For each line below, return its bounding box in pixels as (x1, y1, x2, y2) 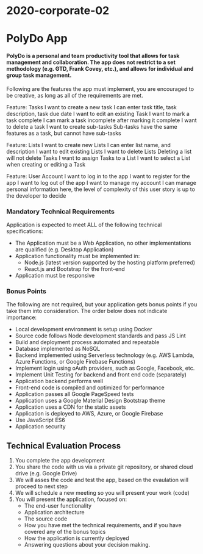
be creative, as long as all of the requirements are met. (6, 92, 143, 99)
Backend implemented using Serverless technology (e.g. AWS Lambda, (15, 351, 194, 359)
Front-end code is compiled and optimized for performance (15, 384, 165, 391)
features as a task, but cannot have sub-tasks (6, 129, 121, 137)
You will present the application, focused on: (15, 495, 127, 503)
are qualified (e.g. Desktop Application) (15, 245, 114, 253)
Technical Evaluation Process (6, 441, 121, 451)
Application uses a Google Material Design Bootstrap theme (15, 397, 166, 405)
